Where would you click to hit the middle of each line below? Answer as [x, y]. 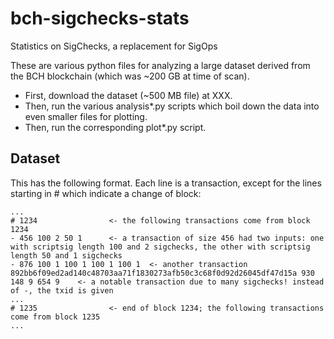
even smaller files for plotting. [86, 116]
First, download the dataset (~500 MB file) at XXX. [128, 95]
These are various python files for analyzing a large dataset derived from [160, 65]
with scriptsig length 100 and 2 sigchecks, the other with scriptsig [160, 247]
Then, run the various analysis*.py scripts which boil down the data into [172, 106]
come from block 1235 [55, 317]
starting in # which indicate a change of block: [106, 193]
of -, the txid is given [62, 290]
